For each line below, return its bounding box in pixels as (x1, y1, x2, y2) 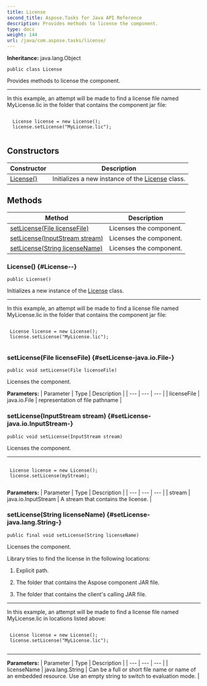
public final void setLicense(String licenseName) (7, 532, 139, 538)
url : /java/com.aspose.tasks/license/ (7, 37, 106, 44)
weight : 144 (7, 32, 37, 38)
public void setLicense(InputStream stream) (7, 434, 123, 440)
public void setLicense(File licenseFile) (7, 367, 117, 373)
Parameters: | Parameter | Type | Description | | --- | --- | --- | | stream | (7, 489, 190, 496)
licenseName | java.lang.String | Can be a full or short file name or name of (7, 666, 196, 673)
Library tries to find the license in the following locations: (7, 555, 151, 562)
